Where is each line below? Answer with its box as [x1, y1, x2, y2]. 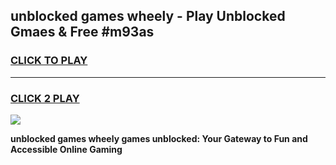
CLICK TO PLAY [10, 54, 88, 68]
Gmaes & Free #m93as [10, 24, 155, 41]
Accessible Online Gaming [10, 143, 123, 155]
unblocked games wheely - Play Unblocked [10, 8, 286, 25]
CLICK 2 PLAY [10, 91, 80, 105]
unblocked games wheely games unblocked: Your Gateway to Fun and [10, 132, 308, 144]
